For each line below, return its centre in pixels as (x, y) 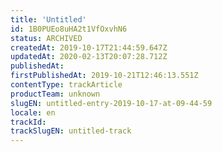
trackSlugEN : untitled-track (71, 131)
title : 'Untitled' (48, 19)
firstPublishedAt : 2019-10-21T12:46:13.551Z (104, 76)
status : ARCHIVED (46, 38)
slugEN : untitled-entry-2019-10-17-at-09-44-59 (111, 103)
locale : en (33, 112)
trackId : (28, 122)
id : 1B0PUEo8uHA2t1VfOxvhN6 (69, 29)
